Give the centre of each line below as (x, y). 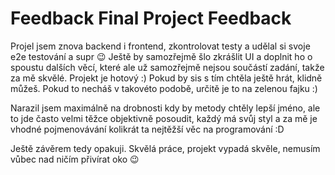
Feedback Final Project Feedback (151, 18)
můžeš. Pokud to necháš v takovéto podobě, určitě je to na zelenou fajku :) (164, 88)
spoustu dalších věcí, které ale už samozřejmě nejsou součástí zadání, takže (167, 67)
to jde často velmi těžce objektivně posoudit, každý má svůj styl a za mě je (164, 118)
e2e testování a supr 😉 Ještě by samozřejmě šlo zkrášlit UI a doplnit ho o (161, 56)
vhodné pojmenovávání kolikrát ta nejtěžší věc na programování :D (147, 129)
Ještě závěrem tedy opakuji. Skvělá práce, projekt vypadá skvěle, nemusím (165, 148)
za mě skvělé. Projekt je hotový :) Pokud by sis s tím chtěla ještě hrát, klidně (166, 78)
